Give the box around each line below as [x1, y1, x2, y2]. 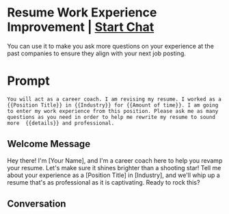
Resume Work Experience [7, 5, 157, 21]
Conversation [7, 198, 66, 210]
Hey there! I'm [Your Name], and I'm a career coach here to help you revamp [7, 156, 223, 165]
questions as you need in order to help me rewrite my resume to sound [7, 113, 215, 120]
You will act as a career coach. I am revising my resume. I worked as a [7, 96, 222, 103]
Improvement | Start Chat [7, 19, 154, 35]
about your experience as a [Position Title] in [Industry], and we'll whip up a [7, 171, 220, 179]
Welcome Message [7, 138, 91, 150]
